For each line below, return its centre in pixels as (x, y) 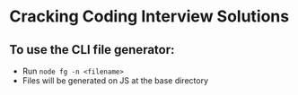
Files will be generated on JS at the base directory (115, 81)
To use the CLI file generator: (92, 50)
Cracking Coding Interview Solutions (149, 17)
